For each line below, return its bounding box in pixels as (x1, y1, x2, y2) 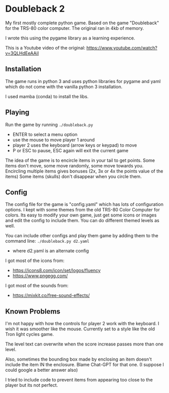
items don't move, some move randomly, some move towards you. (5, 162, 144, 168)
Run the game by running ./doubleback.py (5, 121, 94, 127)
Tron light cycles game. (5, 331, 54, 337)
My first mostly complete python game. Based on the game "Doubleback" (5, 20, 159, 26)
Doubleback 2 (5, 3, 65, 15)
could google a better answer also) (5, 367, 78, 373)
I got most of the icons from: (5, 257, 65, 264)
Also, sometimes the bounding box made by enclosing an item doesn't (5, 356, 152, 362)
